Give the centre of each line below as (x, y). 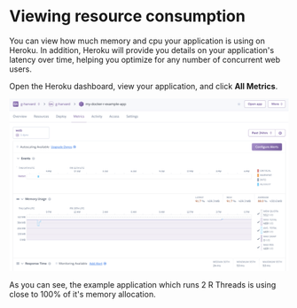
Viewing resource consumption (127, 16)
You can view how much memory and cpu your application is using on (137, 41)
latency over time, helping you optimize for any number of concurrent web (145, 59)
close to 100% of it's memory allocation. (83, 294)
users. (21, 69)
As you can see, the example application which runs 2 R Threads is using (143, 284)
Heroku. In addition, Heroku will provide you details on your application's (142, 50)
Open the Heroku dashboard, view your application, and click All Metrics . (144, 86)
